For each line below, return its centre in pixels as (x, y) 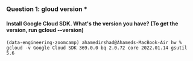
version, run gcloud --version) (45, 30)
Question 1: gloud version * (47, 9)
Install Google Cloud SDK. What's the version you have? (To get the (92, 24)
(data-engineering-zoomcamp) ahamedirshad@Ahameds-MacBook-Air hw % (94, 43)
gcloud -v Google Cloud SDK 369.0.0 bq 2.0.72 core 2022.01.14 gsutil (97, 48)
